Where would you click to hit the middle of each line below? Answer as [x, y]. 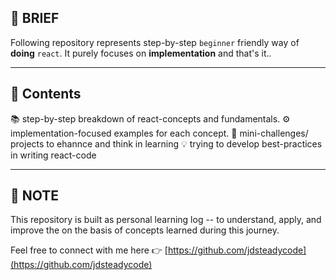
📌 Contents [46, 94]
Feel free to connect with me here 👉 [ [89, 250]
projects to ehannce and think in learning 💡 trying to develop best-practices [166, 143]
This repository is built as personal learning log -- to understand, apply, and [166, 220]
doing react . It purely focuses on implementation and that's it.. [141, 53]
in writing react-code [53, 155]
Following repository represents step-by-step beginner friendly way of [155, 42]
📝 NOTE [35, 196]
